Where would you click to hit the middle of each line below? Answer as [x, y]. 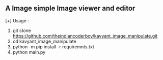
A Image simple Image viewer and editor [70, 8]
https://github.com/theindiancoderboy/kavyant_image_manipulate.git [85, 36]
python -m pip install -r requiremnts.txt [53, 47]
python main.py [29, 52]
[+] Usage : [17, 20]
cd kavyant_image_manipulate [44, 41]
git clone [22, 31]
